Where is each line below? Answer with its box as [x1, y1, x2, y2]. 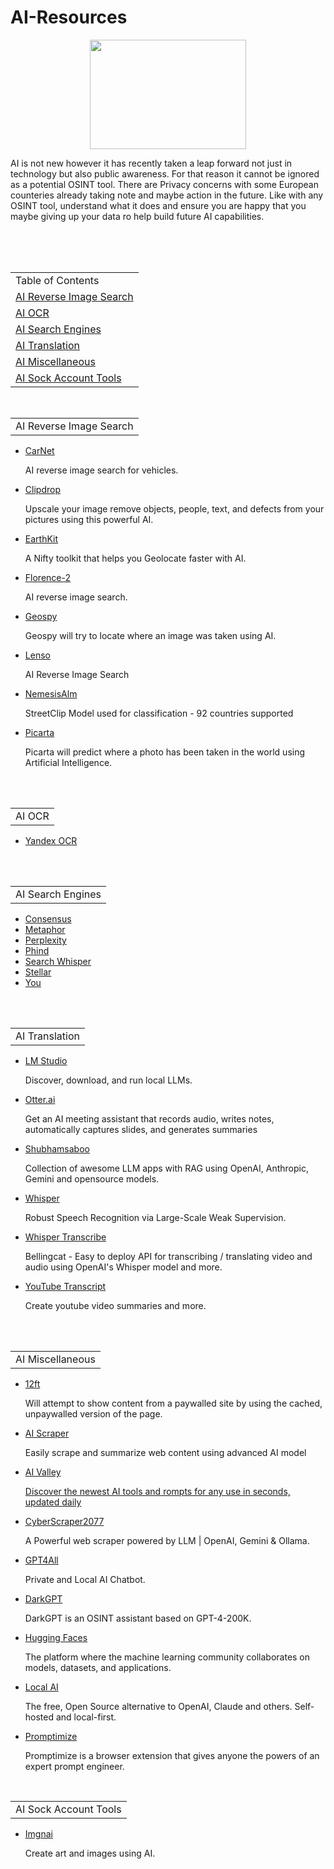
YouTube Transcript [24, 1280, 107, 1292]
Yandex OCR [24, 834, 78, 846]
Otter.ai [24, 1093, 56, 1105]
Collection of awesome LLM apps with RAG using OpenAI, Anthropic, [24, 1162, 309, 1174]
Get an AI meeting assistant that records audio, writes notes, [24, 1112, 275, 1125]
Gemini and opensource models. [24, 1172, 160, 1185]
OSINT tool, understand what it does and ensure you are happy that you [10, 199, 307, 211]
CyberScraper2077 [24, 1515, 105, 1527]
